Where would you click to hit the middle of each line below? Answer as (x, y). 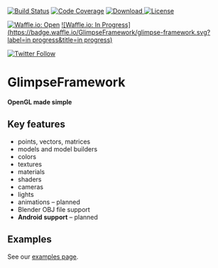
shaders (29, 179)
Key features (36, 124)
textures (30, 164)
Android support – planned (58, 217)
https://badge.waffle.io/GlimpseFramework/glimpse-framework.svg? (110, 32)
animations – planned (49, 202)
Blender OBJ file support (54, 209)
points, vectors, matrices (54, 141)
